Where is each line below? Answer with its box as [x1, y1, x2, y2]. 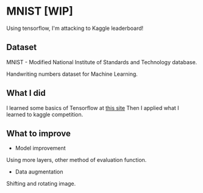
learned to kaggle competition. [6, 111, 84, 118]
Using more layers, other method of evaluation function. [6, 156, 147, 164]
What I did [6, 88, 46, 98]
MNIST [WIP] [6, 4, 73, 18]
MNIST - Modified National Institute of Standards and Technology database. [6, 58, 198, 65]
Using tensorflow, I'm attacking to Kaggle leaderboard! [6, 24, 144, 32]
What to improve [6, 128, 71, 139]
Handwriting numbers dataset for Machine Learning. [6, 70, 138, 78]
